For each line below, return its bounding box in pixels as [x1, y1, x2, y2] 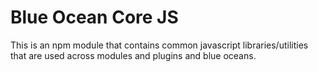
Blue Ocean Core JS [10, 6, 179, 29]
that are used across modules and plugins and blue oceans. [10, 49, 257, 61]
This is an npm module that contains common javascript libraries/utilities [10, 39, 309, 51]
